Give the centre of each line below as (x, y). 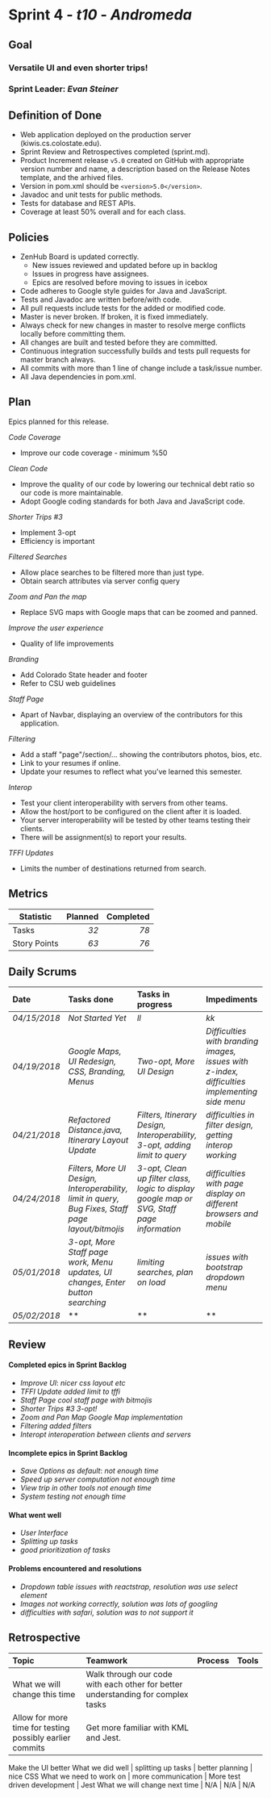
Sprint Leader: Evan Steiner (64, 89)
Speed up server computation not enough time (98, 1479)
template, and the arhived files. (71, 178)
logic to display (166, 1189)
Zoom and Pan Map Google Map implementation (101, 1417)
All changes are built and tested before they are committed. (119, 343)
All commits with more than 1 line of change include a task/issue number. (141, 368)
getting (219, 1135)
